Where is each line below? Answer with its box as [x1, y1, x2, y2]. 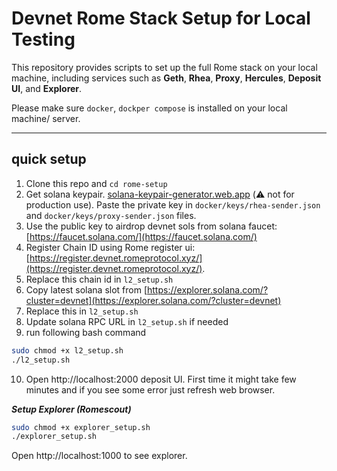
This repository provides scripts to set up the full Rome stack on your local [11, 61, 318, 73]
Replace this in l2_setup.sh [25, 305, 139, 317]
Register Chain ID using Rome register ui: [25, 241, 196, 253]
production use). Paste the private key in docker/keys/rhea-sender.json [25, 198, 321, 211]
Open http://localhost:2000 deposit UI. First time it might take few [25, 373, 297, 385]
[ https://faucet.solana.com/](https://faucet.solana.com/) [25, 230, 258, 242]
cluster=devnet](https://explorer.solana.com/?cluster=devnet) [25, 294, 282, 306]
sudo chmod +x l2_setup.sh [11, 345, 124, 356]
